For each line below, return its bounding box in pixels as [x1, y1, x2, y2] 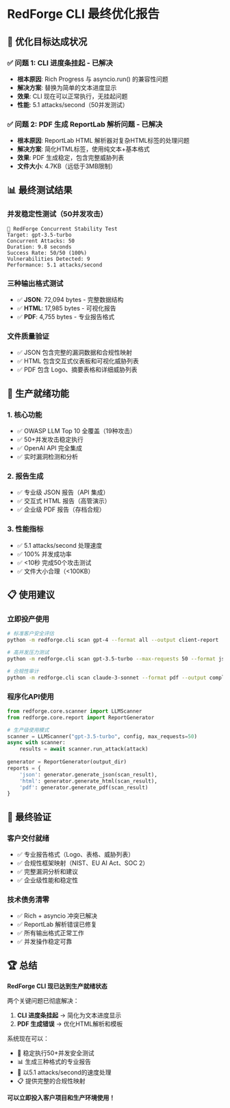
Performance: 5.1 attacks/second [7, 262, 103, 268]
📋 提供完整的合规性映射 [16, 1077, 86, 1085]
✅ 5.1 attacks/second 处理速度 [16, 541, 103, 549]
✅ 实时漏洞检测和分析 [16, 452, 79, 461]
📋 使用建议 [7, 589, 55, 601]
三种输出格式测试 [7, 279, 64, 288]
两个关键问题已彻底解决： [7, 997, 79, 1005]
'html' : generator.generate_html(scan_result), [19, 777, 157, 785]
